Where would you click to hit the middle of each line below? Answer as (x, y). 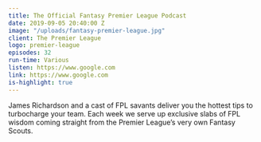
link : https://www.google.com (58, 75)
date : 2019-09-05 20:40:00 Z (56, 23)
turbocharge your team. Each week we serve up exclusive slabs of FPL (125, 113)
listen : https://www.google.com (62, 68)
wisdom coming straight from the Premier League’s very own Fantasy (122, 122)
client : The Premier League (55, 38)
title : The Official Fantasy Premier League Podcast (97, 16)
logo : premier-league (44, 45)
